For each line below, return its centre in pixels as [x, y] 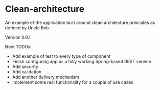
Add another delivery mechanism [46, 77]
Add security [25, 67]
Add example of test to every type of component [61, 56]
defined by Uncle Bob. [28, 27]
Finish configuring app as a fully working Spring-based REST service [82, 61]
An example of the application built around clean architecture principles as [80, 22]
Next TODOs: [18, 46]
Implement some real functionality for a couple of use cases [73, 82]
